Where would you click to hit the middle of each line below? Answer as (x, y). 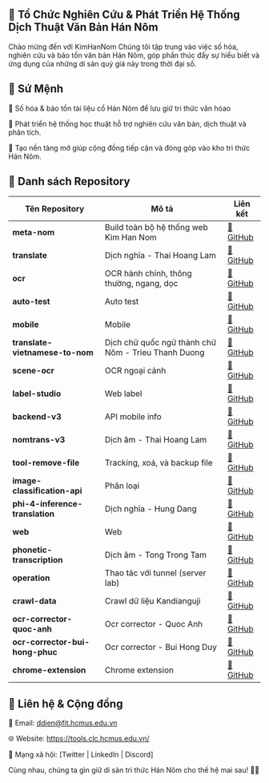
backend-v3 (37, 417)
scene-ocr (33, 371)
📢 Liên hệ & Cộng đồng (66, 703)
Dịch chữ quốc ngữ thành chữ (161, 343)
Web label (123, 394)
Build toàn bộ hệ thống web (156, 228)
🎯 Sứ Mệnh (36, 89)
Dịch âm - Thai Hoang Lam (156, 440)
